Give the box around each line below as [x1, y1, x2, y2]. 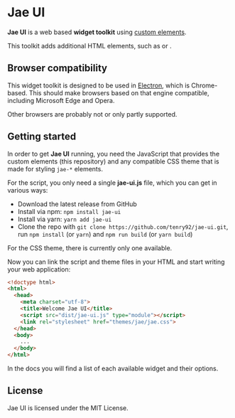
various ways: [7, 186, 48, 194]
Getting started [7, 131, 77, 143]
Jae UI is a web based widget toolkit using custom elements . [7, 28, 187, 36]
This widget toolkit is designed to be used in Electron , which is [7, 81, 190, 90]
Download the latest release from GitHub [17, 200, 137, 208]
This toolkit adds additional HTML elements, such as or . [7, 41, 172, 50]
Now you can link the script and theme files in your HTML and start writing [7, 257, 225, 266]
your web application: [7, 264, 71, 274]
